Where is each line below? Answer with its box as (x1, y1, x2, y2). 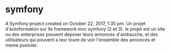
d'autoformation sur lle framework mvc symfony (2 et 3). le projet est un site (5, 25, 165, 32)
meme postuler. (5, 42, 38, 48)
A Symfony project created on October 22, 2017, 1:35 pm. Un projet (5, 20, 146, 26)
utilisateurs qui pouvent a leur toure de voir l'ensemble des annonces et (5, 37, 156, 43)
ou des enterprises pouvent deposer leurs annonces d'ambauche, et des (5, 31, 158, 37)
